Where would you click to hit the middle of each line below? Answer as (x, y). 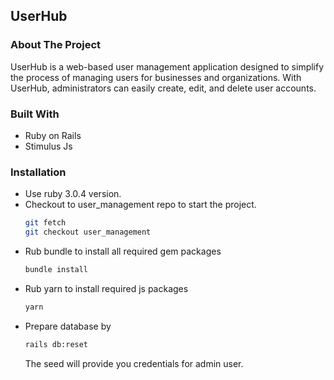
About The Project (56, 45)
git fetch (45, 223)
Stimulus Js (48, 146)
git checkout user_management (88, 232)
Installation (38, 172)
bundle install (56, 270)
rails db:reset (56, 344)
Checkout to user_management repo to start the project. (140, 205)
